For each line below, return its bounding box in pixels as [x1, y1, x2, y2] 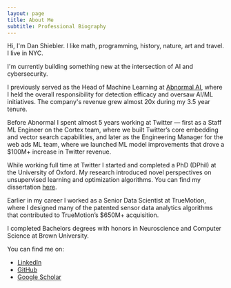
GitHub [17, 266, 38, 274]
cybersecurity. [7, 70, 48, 78]
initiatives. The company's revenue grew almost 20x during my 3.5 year [7, 98, 210, 106]
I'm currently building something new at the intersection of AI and [7, 63, 194, 71]
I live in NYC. [7, 49, 43, 57]
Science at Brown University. [7, 232, 90, 240]
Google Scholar [17, 273, 62, 281]
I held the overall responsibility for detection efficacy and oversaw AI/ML [7, 90, 214, 99]
